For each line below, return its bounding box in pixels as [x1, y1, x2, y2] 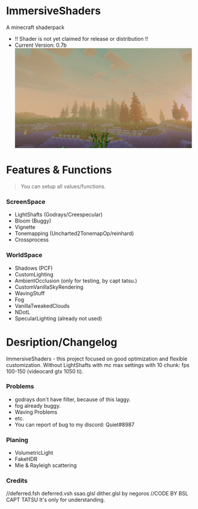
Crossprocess [14, 236, 49, 243]
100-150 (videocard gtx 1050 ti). [6, 368, 84, 375]
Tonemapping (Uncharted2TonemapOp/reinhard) [14, 230, 134, 237]
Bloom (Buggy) [14, 217, 52, 224]
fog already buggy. [14, 402, 61, 409]
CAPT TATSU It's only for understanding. [6, 496, 105, 504]
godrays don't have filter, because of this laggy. [14, 395, 131, 403]
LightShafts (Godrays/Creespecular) [14, 211, 103, 218]
